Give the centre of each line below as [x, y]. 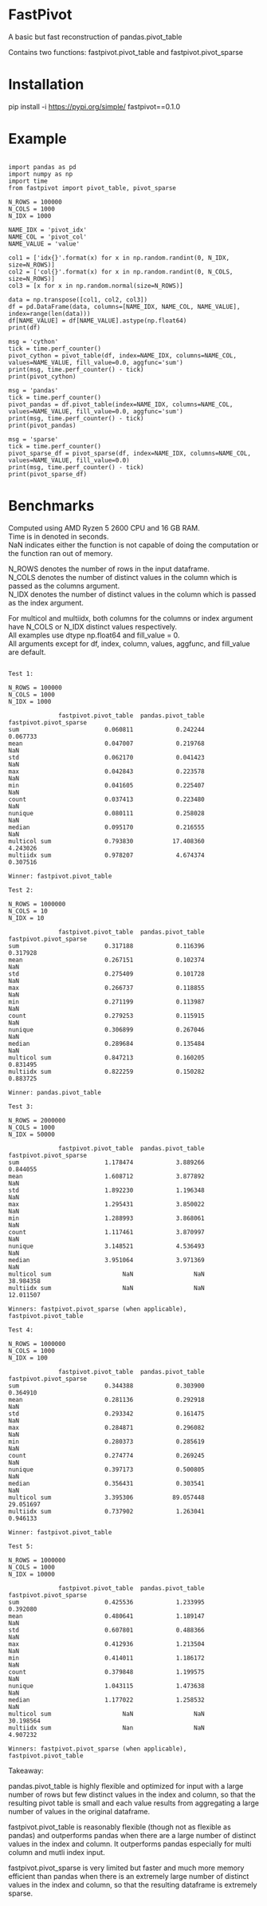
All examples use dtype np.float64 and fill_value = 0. [94, 635]
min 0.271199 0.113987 [106, 1002]
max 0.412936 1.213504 [106, 1644]
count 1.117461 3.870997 [106, 1232]
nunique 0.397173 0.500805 [106, 1470]
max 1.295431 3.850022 [106, 1204]
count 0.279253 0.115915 [106, 1016]
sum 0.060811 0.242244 [106, 729]
